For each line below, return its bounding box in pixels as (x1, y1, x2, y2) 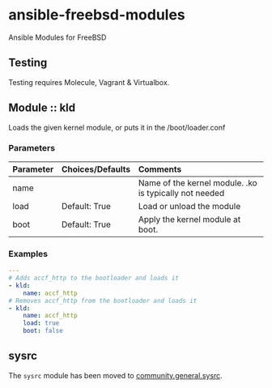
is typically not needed (138, 187, 225, 198)
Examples (8, 248, 49, 259)
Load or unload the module (138, 200, 241, 211)
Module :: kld (8, 101, 76, 115)
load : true (23, 319, 60, 327)
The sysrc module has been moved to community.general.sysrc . (8, 370, 223, 380)
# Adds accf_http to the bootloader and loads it (8, 274, 180, 283)
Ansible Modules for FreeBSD (8, 32, 107, 42)
